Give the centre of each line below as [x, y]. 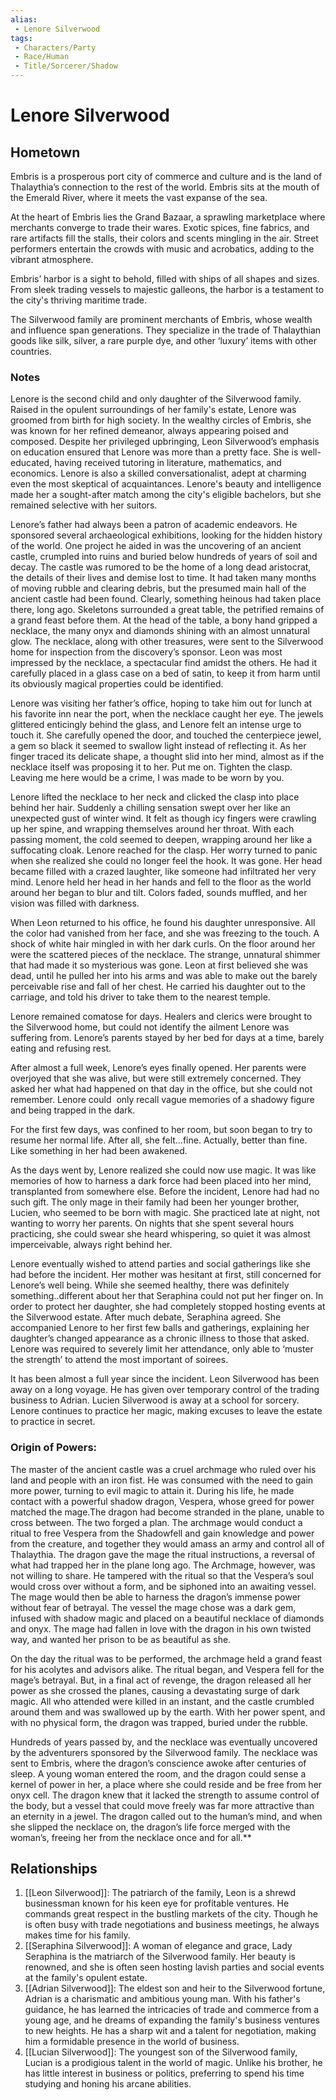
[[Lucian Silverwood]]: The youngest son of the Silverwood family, [161, 2052]
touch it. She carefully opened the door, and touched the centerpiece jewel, [166, 735]
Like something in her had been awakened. [99, 1151]
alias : [24, 19]
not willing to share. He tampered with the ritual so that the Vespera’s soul [162, 1575]
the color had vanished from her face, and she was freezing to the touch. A [165, 933]
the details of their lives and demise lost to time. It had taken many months [163, 578]
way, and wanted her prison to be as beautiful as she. [121, 1639]
